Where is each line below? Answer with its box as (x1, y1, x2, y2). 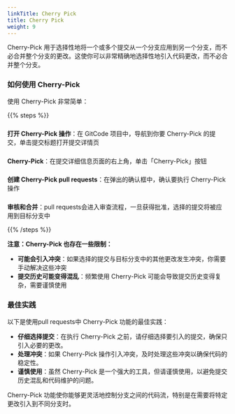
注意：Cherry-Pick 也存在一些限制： (7, 240, 113, 249)
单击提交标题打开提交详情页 (19, 138, 99, 147)
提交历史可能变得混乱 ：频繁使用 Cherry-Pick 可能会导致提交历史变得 (17, 272, 215, 281)
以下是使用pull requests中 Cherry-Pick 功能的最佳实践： (7, 317, 169, 325)
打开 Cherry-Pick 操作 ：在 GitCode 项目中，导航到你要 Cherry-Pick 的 (7, 129, 210, 138)
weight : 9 (7, 23, 36, 30)
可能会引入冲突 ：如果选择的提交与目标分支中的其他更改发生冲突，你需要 (17, 255, 226, 263)
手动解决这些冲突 (17, 263, 67, 272)
